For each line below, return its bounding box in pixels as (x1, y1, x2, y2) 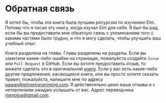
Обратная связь (5, 3, 75, 14)
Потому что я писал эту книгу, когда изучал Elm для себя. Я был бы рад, (5, 24, 159, 30)
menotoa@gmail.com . (5, 92, 50, 98)
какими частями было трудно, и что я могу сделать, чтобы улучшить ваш (5, 35, 161, 41)
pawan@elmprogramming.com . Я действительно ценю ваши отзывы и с (5, 81, 156, 87)
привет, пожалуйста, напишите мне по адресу (5, 76, 103, 82)
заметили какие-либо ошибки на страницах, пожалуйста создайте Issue (5, 55, 159, 61)
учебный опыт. (5, 40, 36, 46)
